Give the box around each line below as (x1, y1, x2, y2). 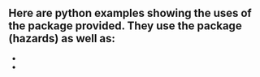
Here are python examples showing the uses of (8, 6, 252, 20)
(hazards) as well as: (8, 32, 116, 45)
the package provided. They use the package (8, 19, 242, 33)
